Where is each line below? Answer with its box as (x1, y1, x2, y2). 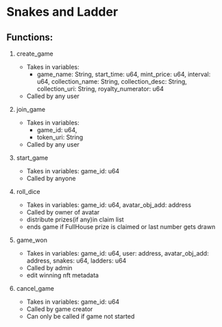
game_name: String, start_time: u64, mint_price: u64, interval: (36, 70, 211, 78)
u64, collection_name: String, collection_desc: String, (36, 77, 188, 86)
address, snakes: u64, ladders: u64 (26, 256, 127, 265)
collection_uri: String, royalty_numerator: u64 (36, 85, 164, 93)
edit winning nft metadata (26, 271, 99, 279)
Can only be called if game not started (26, 313, 135, 320)
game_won (16, 236, 47, 244)
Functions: (6, 32, 53, 43)
